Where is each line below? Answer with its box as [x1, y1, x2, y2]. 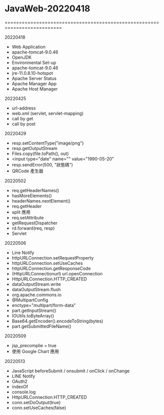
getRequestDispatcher [11, 220, 58, 226]
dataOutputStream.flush [11, 286, 61, 292]
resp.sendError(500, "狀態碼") [11, 161, 73, 167]
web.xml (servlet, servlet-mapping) [11, 110, 84, 116]
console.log [11, 389, 36, 395]
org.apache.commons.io [11, 292, 62, 298]
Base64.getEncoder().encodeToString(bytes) [11, 318, 103, 324]
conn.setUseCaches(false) [11, 405, 66, 411]
